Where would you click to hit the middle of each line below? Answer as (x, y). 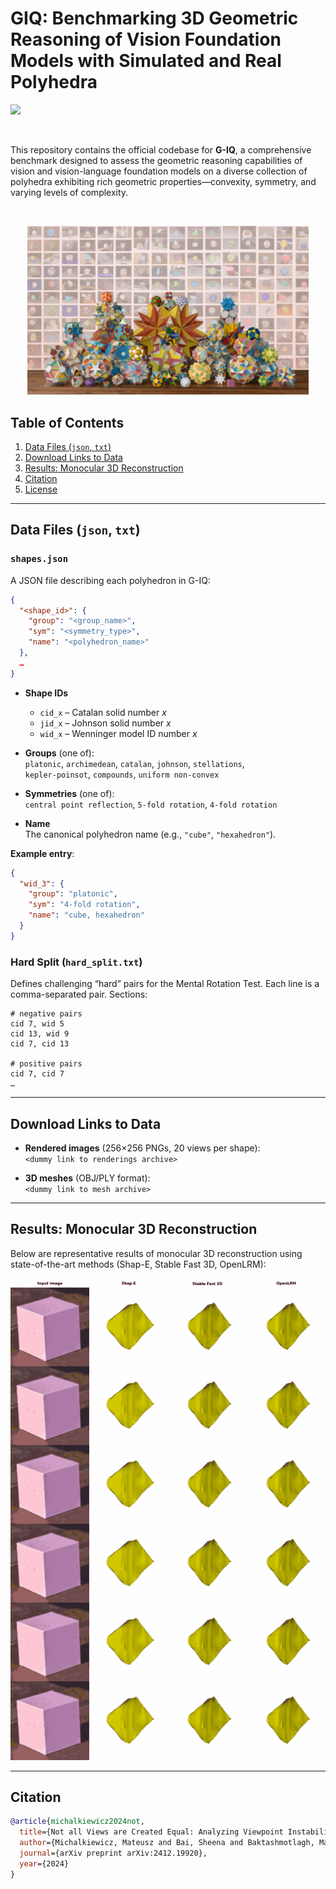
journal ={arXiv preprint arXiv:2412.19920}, (113, 1853)
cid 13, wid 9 (40, 1034)
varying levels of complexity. (69, 192)
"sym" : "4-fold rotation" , (84, 905)
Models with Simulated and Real (146, 61)
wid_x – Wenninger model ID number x (118, 733)
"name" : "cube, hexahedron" (86, 915)
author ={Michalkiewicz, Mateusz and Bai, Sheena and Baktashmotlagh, (167, 1843)
